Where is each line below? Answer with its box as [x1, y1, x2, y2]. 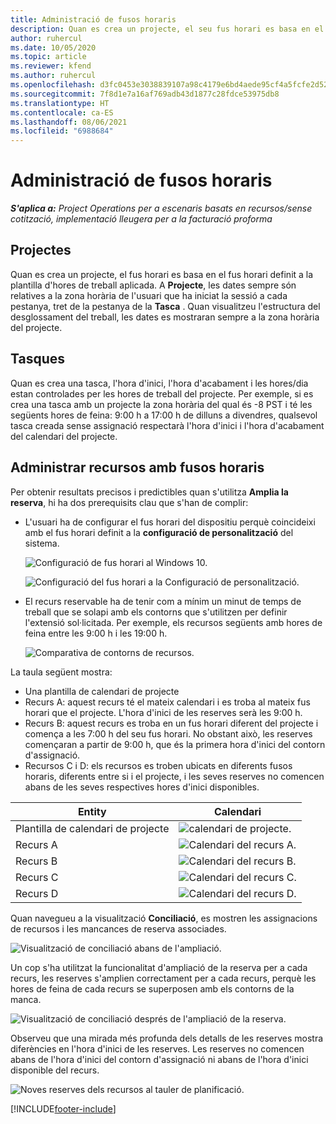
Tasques [10, 351, 66, 368]
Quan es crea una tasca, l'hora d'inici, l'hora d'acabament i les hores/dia [10, 377, 309, 389]
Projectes [10, 242, 72, 259]
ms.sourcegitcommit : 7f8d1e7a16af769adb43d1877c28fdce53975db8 [10, 89, 280, 99]
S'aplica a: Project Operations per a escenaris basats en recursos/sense [10, 202, 313, 215]
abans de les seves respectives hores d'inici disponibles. [24, 781, 260, 793]
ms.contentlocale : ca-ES [10, 107, 114, 118]
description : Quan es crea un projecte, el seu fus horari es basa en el [10, 24, 325, 34]
